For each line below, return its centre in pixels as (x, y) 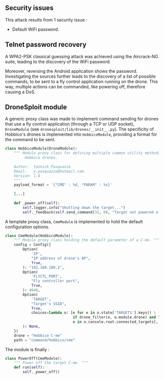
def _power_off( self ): (37, 203)
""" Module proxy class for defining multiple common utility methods (87, 153)
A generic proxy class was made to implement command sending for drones (82, 119)
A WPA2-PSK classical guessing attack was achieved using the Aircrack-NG (82, 56)
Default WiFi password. (36, 29)
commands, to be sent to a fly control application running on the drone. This (82, 81)
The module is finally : (27, 349)
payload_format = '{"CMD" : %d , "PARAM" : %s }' (63, 185)
